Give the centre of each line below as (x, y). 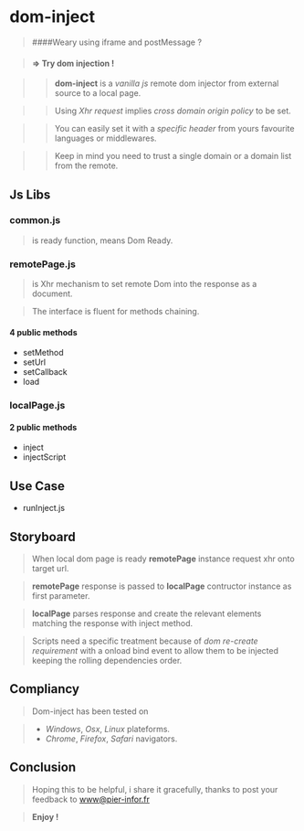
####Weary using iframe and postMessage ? (117, 42)
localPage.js (37, 406)
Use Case (37, 486)
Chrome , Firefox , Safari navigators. (111, 739)
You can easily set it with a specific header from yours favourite (174, 129)
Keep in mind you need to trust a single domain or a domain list (173, 156)
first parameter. (61, 596)
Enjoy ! (45, 816)
